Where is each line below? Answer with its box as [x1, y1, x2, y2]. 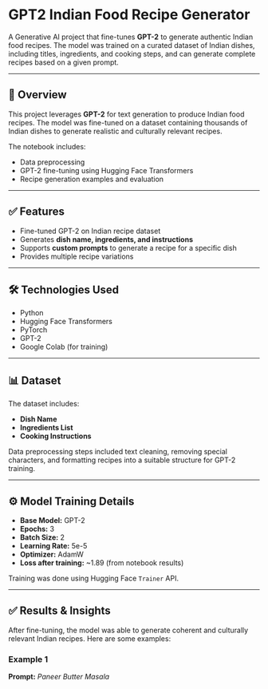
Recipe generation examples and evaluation [19, 174, 164, 184]
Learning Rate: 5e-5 [19, 541, 88, 550]
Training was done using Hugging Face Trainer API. [8, 573, 179, 583]
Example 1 [8, 653, 49, 664]
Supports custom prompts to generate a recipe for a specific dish [19, 243, 238, 252]
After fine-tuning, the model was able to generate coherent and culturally [8, 625, 249, 635]
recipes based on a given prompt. [8, 57, 120, 67]
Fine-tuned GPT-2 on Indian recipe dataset [19, 226, 161, 236]
